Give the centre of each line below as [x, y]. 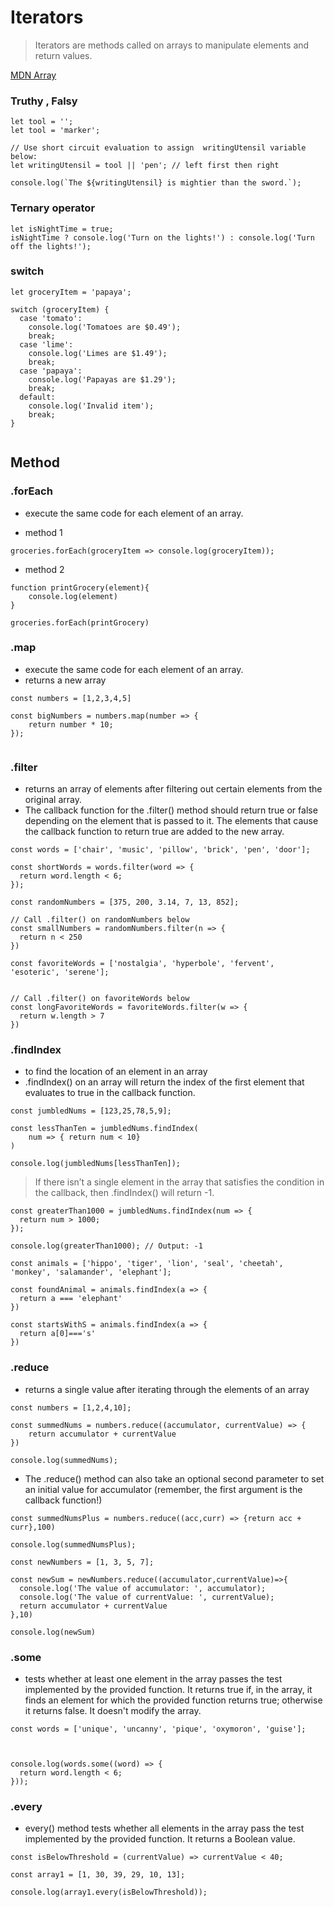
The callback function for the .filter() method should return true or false [171, 810]
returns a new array [65, 680]
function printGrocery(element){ [80, 587]
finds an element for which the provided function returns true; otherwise [173, 1700]
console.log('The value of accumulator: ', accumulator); [143, 1588]
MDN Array [33, 75]
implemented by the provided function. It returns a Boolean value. [160, 1839]
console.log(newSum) [53, 1632]
